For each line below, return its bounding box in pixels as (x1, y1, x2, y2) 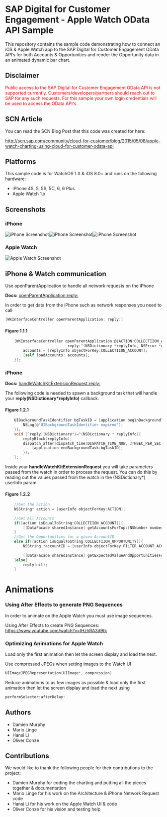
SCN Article (5, 115, 42, 123)
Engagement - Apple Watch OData (5, 14, 150, 25)
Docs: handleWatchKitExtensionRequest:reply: (5, 380, 101, 386)
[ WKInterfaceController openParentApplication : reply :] (5, 317, 123, 322)
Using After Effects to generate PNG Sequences (5, 601, 123, 608)
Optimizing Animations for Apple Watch (5, 640, 103, 647)
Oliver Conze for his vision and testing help (12, 806, 101, 812)
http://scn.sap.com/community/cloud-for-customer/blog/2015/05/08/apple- (5, 138, 161, 144)
